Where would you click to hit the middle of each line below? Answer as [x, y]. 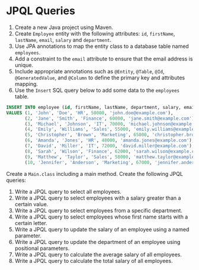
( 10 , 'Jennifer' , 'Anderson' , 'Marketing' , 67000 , [88, 162]
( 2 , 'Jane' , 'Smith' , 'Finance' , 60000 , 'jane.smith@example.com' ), [111, 118]
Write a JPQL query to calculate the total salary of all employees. [94, 261]
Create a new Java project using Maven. [64, 27]
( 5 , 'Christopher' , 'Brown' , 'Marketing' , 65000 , [87, 135]
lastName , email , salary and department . [63, 40]
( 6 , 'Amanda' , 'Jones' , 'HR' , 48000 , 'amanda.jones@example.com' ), [110, 140]
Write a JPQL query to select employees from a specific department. [98, 210]
